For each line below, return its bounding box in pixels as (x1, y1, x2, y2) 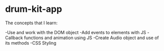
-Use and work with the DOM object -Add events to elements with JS (5, 29, 146, 35)
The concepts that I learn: (5, 20, 58, 26)
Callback (5, 35, 23, 41)
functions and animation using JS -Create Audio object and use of (24, 35, 160, 41)
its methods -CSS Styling (5, 40, 56, 46)
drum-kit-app (5, 3, 62, 15)
